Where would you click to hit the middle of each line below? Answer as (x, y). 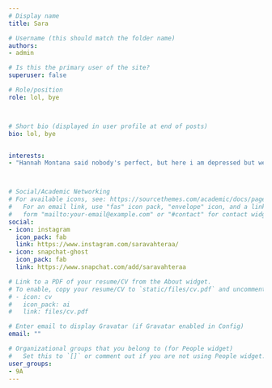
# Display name (34, 16)
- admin (21, 53)
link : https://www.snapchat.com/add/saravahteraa (101, 267)
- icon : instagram (39, 229)
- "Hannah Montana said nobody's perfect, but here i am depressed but (132, 163)
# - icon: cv (30, 296)
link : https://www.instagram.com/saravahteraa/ (98, 245)
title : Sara (28, 23)
